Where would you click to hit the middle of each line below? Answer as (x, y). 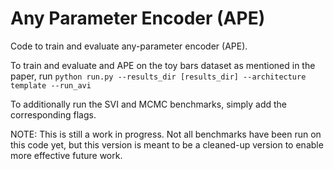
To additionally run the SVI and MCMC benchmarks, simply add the (148, 104)
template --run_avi (51, 85)
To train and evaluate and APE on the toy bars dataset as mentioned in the (163, 65)
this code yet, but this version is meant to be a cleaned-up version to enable (167, 144)
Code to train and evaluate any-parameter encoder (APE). (129, 46)
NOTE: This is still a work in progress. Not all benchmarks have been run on (166, 134)
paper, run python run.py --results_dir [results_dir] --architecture (158, 76)
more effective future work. (66, 155)
